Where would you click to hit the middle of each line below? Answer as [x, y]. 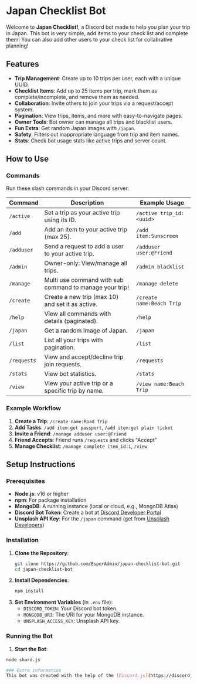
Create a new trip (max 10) [81, 297]
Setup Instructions [41, 464]
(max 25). [58, 237]
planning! [17, 46]
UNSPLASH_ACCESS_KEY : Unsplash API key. [72, 621]
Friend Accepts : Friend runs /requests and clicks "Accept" [86, 440]
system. [24, 109]
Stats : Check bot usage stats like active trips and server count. [91, 140]
